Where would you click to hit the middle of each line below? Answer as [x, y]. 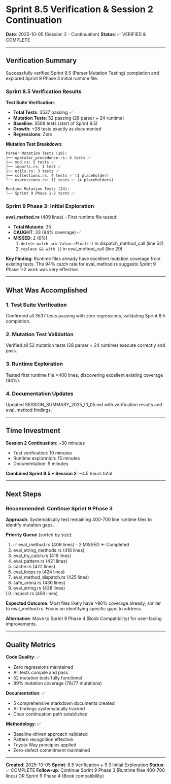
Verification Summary [41, 61]
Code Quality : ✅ [23, 657]
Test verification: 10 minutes [43, 452]
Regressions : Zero [33, 134]
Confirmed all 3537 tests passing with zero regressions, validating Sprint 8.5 [85, 316]
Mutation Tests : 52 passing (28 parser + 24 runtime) [69, 118]
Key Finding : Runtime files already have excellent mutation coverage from [83, 259]
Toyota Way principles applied [45, 745]
